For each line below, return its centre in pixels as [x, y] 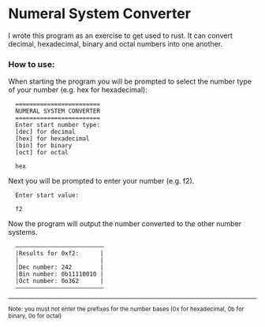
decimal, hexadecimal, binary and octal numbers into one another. [116, 43]
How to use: [32, 64]
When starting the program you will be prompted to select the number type [130, 82]
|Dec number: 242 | [60, 268]
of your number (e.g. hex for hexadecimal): [78, 90]
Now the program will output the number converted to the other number [125, 224]
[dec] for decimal [46, 132]
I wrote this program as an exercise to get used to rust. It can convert [120, 35]
